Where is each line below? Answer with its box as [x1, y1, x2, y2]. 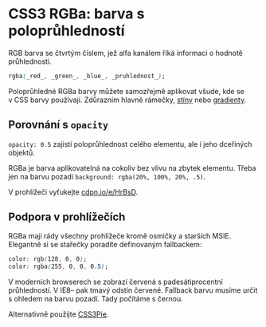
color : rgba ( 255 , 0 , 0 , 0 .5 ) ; [8, 262, 109, 271]
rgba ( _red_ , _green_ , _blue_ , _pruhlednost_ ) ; [8, 72, 166, 80]
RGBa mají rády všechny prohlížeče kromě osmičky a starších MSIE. [8, 231, 232, 241]
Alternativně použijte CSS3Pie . [8, 309, 109, 319]
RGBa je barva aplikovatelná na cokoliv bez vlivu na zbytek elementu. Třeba [8, 163, 256, 172]
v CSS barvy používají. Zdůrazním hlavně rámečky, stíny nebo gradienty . [8, 95, 247, 104]
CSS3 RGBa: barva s [8, 5, 145, 23]
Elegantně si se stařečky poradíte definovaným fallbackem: [8, 240, 202, 250]
